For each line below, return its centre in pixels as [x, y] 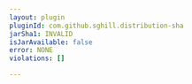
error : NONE [31, 50]
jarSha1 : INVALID [41, 34]
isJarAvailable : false [51, 42]
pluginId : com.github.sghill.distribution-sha [96, 26]
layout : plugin [37, 17]
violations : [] [37, 58]
